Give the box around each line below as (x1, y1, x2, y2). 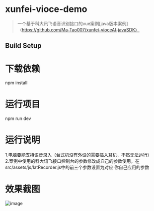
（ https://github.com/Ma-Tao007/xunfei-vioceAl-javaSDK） (17, 26, 140, 33)
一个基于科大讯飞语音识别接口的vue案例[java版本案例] (17, 20, 128, 26)
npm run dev (5, 115, 31, 121)
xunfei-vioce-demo (5, 3, 87, 15)
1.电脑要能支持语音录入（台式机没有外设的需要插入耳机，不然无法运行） (5, 152, 152, 158)
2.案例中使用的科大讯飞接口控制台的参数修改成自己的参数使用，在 (5, 158, 140, 164)
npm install (5, 80, 28, 86)
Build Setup (5, 41, 42, 50)
